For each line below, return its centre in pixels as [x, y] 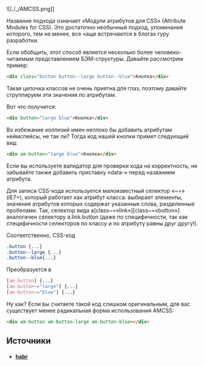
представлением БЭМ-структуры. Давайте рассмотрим [109, 59]
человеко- [168, 52]
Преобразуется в [29, 270]
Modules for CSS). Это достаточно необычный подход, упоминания [95, 27]
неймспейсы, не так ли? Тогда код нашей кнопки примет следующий [98, 136]
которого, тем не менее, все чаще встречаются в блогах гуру [88, 34]
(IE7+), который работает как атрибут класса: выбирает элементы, [95, 197]
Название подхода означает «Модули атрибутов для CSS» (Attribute [96, 21]
